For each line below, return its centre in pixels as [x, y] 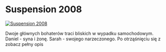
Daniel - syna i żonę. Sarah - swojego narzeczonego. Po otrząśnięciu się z [83, 39]
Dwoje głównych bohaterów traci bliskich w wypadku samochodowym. [79, 33]
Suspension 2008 [44, 9]
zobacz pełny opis [24, 44]
